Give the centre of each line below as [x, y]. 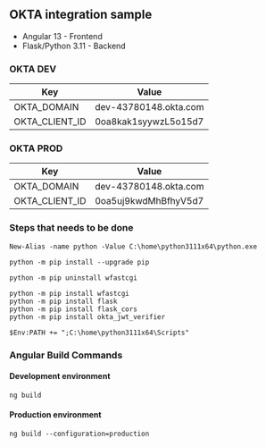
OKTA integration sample [81, 15]
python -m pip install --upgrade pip [79, 262]
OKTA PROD [36, 148]
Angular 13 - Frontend [62, 36]
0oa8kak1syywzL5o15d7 [150, 122]
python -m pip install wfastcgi [69, 293]
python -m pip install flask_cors [74, 309]
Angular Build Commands [66, 355]
